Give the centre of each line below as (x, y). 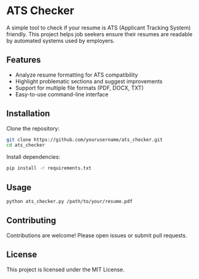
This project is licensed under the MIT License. (66, 269)
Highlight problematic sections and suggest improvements (89, 81)
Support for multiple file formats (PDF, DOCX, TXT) (79, 88)
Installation (28, 114)
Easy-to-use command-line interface (62, 94)
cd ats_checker (26, 145)
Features (24, 60)
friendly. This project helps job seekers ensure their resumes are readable (99, 34)
